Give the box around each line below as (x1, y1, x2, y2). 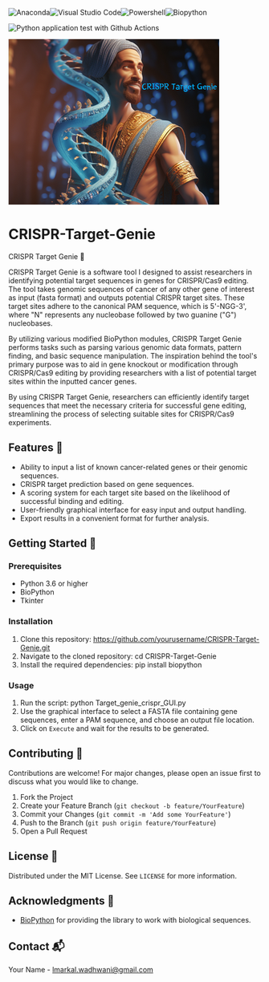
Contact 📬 (8, 939, 65, 953)
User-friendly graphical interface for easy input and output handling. (19, 505, 247, 514)
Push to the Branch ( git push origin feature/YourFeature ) (19, 818, 217, 827)
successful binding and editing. (19, 496, 124, 505)
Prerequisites (8, 561, 62, 572)
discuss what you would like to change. (8, 777, 139, 786)
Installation (8, 616, 54, 627)
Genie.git (19, 643, 51, 652)
